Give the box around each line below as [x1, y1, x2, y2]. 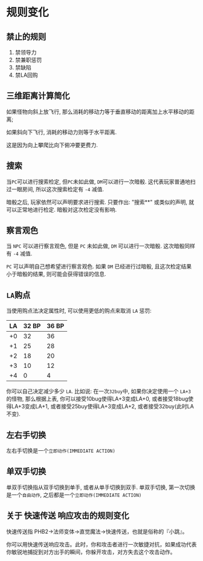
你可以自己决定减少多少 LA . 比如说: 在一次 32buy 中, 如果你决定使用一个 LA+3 [6, 388, 192, 395]
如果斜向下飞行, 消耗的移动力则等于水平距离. [6, 128, 117, 136]
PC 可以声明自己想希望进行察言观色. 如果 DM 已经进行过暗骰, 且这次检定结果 [6, 263, 192, 270]
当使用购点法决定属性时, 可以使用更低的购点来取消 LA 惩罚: [6, 307, 152, 315]
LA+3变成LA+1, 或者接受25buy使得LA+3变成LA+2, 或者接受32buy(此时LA [11, 403, 195, 410]
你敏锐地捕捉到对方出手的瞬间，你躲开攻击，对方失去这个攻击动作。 [6, 548, 176, 556]
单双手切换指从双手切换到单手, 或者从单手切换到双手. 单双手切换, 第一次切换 [6, 484, 195, 491]
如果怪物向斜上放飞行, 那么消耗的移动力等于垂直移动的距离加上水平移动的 [6, 108, 189, 115]
